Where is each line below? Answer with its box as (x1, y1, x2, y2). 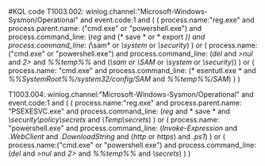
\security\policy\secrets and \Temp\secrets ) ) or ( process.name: (8, 115, 220, 124)
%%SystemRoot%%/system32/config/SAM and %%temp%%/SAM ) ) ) (8, 75, 240, 83)
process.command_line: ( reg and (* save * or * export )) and (8, 32, 205, 41)
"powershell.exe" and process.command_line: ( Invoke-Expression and (8, 123, 238, 133)
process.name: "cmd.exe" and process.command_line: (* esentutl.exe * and (8, 66, 256, 75)
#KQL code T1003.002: (8, 7, 85, 16)
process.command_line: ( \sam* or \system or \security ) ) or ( (8, 41, 208, 50)
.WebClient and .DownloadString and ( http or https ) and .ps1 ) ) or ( (8, 132, 226, 141)
